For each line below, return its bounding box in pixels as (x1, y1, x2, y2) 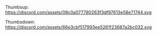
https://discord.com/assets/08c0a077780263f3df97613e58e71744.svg (5, 9, 152, 15)
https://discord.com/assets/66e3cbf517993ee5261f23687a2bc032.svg (5, 24, 152, 30)
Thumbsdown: (5, 19, 35, 25)
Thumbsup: (5, 4, 29, 10)
